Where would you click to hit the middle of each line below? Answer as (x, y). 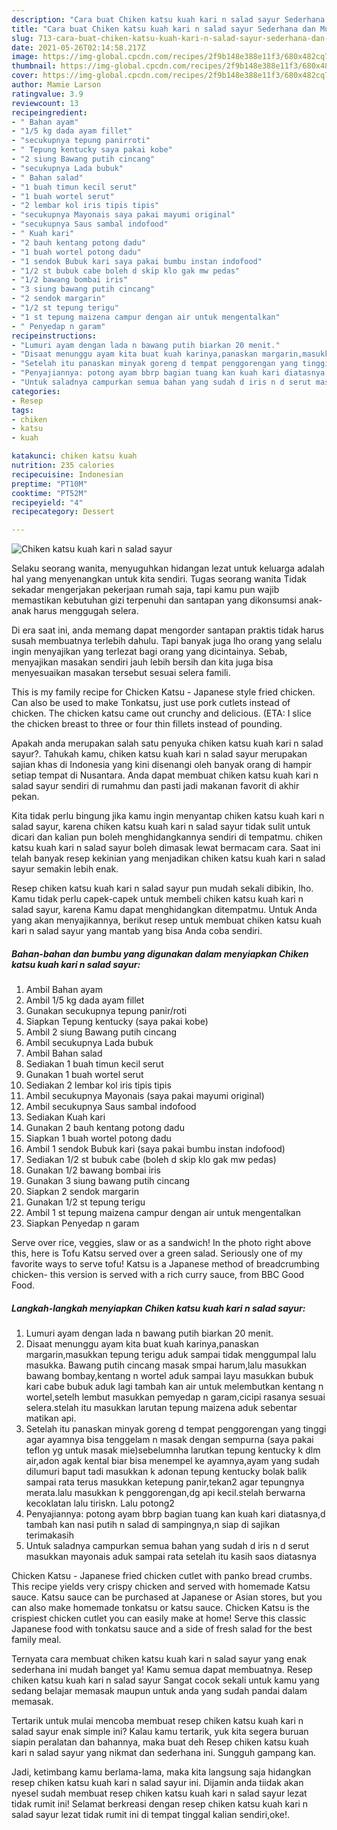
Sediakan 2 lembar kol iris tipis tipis (98, 1085)
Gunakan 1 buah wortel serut (84, 1075)
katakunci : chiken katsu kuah (74, 456)
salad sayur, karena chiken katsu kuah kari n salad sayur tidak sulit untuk (161, 827)
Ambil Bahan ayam (64, 990)
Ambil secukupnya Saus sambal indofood (111, 1107)
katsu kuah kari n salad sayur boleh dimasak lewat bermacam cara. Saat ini (166, 848)
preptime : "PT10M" (49, 484)
